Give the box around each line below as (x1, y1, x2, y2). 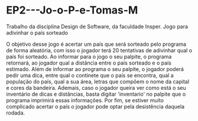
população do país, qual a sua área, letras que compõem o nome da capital (6, 78, 190, 85)
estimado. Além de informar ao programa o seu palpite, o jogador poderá (6, 65, 184, 72)
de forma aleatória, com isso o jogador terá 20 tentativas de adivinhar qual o (6, 46, 193, 53)
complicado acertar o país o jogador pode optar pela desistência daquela (6, 103, 185, 110)
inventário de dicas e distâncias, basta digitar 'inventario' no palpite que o (6, 90, 186, 98)
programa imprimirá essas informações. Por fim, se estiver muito (6, 96, 164, 103)
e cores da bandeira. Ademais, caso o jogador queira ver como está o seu (6, 84, 186, 91)
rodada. (6, 109, 25, 116)
